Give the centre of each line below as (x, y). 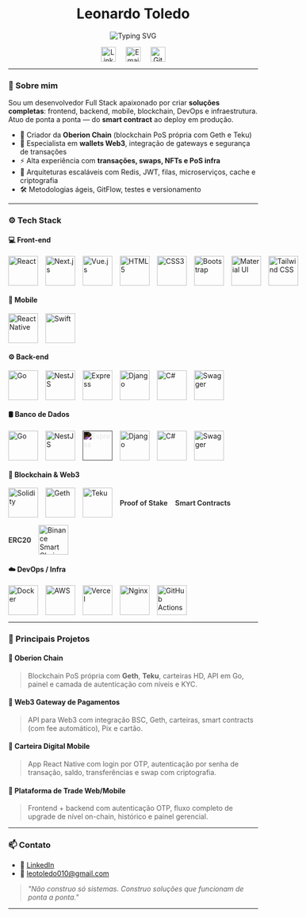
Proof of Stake (144, 502)
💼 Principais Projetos (49, 639)
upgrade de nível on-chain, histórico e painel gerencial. (118, 816)
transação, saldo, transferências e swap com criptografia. (122, 772)
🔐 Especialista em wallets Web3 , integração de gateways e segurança (135, 143)
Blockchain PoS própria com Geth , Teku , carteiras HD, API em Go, (136, 675)
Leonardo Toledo (133, 14)
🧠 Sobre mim (33, 86)
